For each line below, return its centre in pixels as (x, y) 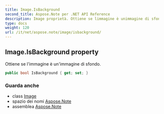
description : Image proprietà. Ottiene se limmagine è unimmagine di (77, 19)
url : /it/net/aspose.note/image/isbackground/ (53, 32)
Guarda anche (22, 85)
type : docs (16, 23)
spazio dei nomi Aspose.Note (42, 101)
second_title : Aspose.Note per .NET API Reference (58, 14)
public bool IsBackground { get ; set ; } (47, 73)
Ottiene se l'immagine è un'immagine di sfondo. (53, 64)
